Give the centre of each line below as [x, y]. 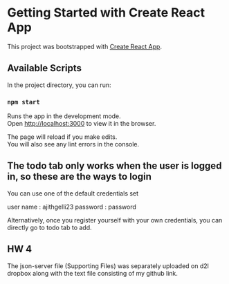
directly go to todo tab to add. [49, 227]
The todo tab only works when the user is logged [114, 166]
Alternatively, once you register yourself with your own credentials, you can [115, 220]
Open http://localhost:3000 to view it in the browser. [82, 124]
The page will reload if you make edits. [62, 137]
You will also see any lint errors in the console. [73, 144]
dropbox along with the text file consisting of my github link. [93, 273]
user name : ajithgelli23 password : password [72, 207]
